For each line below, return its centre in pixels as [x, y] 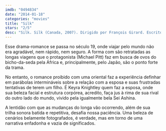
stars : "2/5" [19, 28]
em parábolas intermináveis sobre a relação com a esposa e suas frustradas [83, 82]
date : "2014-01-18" [25, 14]
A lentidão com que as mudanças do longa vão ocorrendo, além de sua [78, 107]
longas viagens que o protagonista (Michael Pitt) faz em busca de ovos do [81, 57]
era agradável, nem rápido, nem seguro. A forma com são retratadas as [78, 52]
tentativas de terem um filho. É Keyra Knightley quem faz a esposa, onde [79, 87]
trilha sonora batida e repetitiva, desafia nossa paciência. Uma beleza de [79, 113]
